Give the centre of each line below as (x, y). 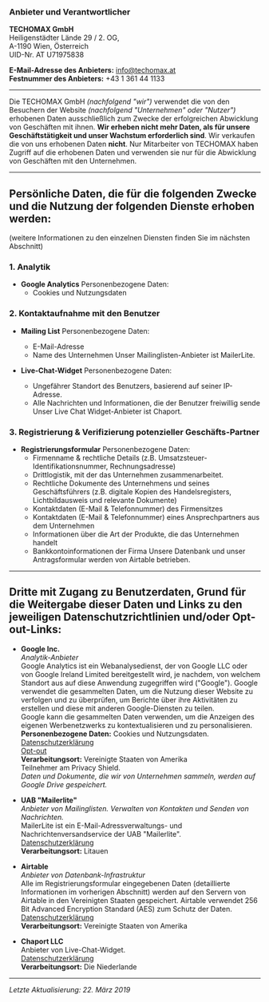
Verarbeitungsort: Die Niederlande (79, 966)
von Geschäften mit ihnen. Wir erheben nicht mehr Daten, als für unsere (130, 127)
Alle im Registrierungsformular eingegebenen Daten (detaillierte (125, 883)
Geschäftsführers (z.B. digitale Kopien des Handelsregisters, (132, 492)
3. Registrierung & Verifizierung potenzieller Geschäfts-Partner (134, 432)
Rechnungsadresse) (143, 466)
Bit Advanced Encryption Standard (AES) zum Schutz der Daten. (126, 909)
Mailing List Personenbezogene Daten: (85, 331)
